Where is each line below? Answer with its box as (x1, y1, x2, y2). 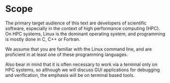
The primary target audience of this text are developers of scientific (5, 20, 147, 26)
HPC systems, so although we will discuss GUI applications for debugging (5, 67, 160, 73)
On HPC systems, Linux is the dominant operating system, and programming (5, 31, 165, 37)
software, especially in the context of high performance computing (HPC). (5, 25, 160, 31)
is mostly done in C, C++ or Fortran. (5, 36, 80, 42)
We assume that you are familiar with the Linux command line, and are (5, 46, 152, 52)
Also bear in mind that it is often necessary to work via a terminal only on (5, 61, 158, 67)
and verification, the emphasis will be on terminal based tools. (5, 72, 135, 78)
